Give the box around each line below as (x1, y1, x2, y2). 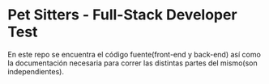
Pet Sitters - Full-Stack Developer (7, 6, 237, 24)
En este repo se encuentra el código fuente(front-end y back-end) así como (7, 49, 261, 59)
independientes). (7, 66, 64, 76)
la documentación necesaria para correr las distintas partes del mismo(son (7, 58, 258, 68)
